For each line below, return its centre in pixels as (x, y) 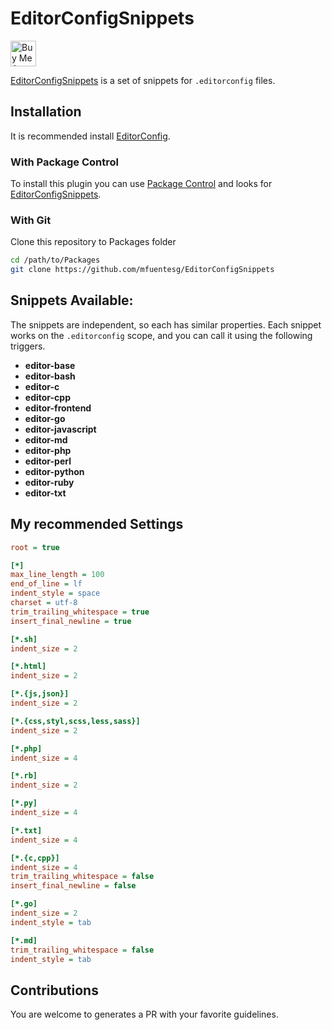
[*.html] (28, 667)
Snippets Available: (72, 300)
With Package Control (64, 162)
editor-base (50, 365)
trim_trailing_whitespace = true (80, 612)
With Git (31, 220)
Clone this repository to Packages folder (93, 242)
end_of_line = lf (46, 584)
